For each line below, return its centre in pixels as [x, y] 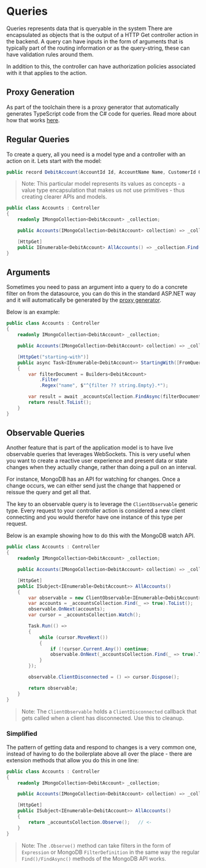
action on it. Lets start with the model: [54, 160]
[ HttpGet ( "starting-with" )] [53, 357]
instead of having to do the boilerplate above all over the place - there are [99, 754]
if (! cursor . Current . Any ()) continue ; [100, 649]
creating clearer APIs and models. [64, 197]
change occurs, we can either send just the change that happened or [93, 486]
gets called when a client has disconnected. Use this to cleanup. [103, 718]
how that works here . [33, 120]
